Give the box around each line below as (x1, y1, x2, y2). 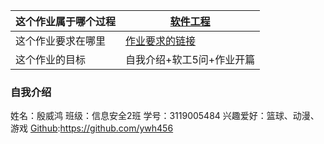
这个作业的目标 (15, 53, 87, 66)
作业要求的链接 (125, 34, 197, 48)
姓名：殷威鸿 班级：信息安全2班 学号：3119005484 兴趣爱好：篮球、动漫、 (10, 110, 320, 122)
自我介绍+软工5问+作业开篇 (125, 53, 256, 66)
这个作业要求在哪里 (15, 34, 107, 48)
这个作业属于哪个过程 (15, 15, 117, 28)
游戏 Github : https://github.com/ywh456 (10, 122, 174, 134)
